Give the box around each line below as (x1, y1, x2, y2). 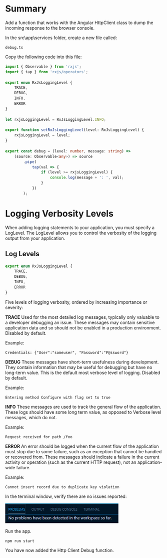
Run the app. (5, 528, 31, 534)
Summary (5, 3, 46, 15)
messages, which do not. (5, 414, 57, 420)
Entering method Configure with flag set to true (5, 395, 111, 400)
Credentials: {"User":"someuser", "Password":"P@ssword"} (5, 350, 128, 355)
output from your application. (5, 235, 65, 241)
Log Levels (5, 250, 40, 258)
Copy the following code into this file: (5, 54, 82, 60)
